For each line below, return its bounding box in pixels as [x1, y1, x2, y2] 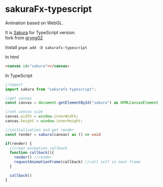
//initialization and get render [5, 127, 74, 132]
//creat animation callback [9, 145, 68, 151]
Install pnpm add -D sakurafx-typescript [5, 44, 88, 50]
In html [5, 54, 19, 60]
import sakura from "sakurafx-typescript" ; [5, 87, 97, 92]
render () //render [14, 155, 52, 160]
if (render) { [5, 141, 32, 146]
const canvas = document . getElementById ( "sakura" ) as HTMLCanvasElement [5, 100, 159, 105]
